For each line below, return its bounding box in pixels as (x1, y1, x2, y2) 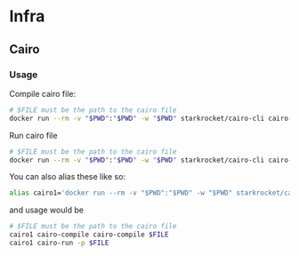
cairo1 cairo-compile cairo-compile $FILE (9, 230, 169, 239)
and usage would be (9, 204, 85, 215)
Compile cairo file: (9, 88, 77, 99)
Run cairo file (9, 130, 58, 140)
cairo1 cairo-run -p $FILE (9, 238, 109, 247)
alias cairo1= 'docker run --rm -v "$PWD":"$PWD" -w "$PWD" (9, 188, 233, 197)
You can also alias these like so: (9, 172, 126, 182)
